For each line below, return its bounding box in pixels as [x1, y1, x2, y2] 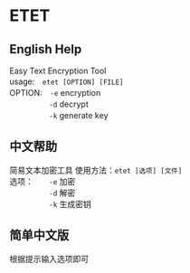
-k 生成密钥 [49, 198, 92, 209]
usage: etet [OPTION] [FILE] [9, 76, 124, 87]
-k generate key [49, 110, 109, 120]
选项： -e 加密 [9, 175, 76, 186]
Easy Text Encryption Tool [9, 65, 107, 76]
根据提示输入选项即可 [9, 253, 89, 264]
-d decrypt [49, 99, 89, 109]
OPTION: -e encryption [9, 88, 101, 98]
